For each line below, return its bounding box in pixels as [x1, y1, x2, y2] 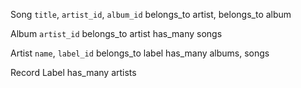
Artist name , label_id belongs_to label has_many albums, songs [10, 47, 270, 59]
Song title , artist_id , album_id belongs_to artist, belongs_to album [10, 9, 292, 20]
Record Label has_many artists [10, 67, 137, 78]
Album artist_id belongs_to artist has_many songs [10, 28, 223, 39]
